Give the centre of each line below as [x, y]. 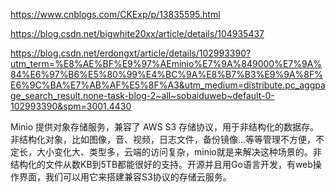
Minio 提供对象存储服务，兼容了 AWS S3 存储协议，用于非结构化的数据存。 [165, 127]
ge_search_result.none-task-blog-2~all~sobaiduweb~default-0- [142, 95]
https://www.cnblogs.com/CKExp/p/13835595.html [115, 14]
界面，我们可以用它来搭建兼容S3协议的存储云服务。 [125, 177]
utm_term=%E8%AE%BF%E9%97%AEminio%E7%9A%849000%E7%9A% [166, 63]
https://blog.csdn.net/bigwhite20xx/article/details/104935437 [137, 33]
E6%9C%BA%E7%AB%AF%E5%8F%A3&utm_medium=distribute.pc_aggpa [168, 85]
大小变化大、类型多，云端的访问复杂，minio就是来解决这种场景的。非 [179, 152]
